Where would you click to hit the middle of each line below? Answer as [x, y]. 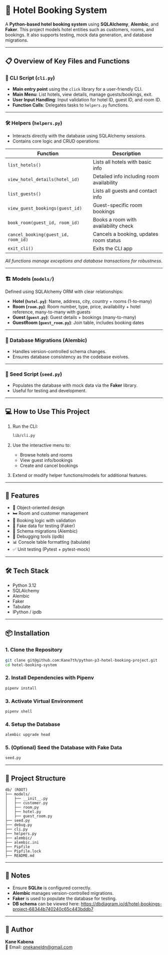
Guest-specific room [117, 205]
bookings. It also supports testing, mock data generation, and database [79, 35]
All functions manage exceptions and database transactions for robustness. [84, 261]
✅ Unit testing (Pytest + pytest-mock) [51, 549]
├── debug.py [19, 825]
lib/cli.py [24, 435]
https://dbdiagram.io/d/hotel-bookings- [121, 904]
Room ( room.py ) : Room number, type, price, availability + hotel [76, 307]
